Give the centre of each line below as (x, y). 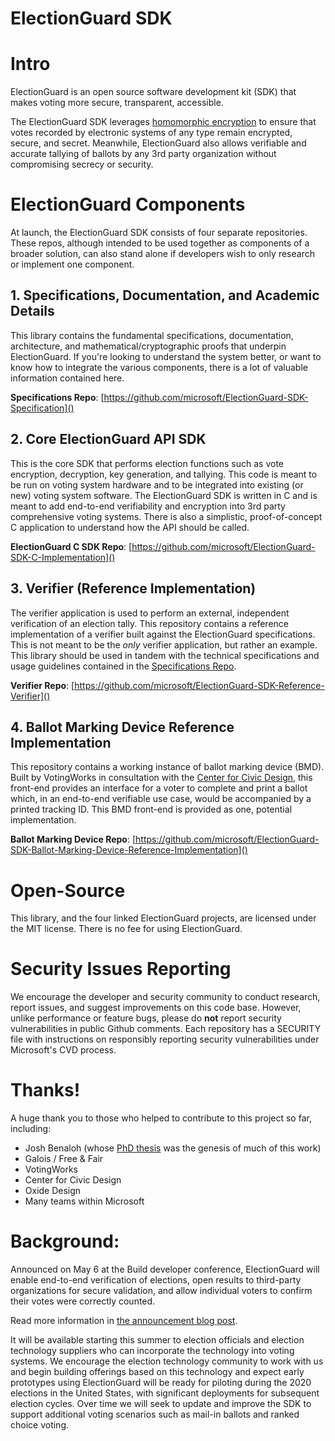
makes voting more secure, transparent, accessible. (117, 103)
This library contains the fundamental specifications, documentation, (152, 335)
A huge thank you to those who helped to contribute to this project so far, (161, 1118)
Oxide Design (53, 1191)
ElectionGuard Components (128, 204)
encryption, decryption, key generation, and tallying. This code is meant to (164, 474)
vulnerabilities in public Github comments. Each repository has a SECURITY (166, 1029)
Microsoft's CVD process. (63, 1050)
